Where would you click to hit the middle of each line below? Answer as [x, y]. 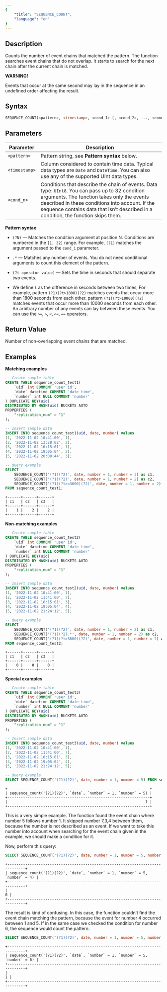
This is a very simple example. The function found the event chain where [80, 816]
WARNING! [17, 76]
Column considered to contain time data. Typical [97, 164]
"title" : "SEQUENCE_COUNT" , [43, 14]
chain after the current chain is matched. [47, 66]
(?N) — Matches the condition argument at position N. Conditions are [83, 237]
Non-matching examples [31, 524]
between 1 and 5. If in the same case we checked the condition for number [82, 923]
